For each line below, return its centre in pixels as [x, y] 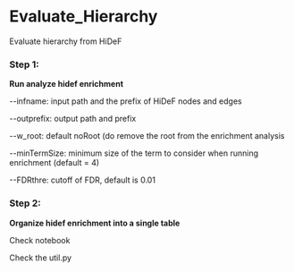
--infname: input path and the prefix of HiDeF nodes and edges [126, 101]
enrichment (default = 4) [55, 163]
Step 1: [24, 64]
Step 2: [25, 203]
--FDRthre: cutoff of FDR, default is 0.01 [83, 180]
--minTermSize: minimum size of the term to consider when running [134, 153]
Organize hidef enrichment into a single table [95, 223]
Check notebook [40, 240]
